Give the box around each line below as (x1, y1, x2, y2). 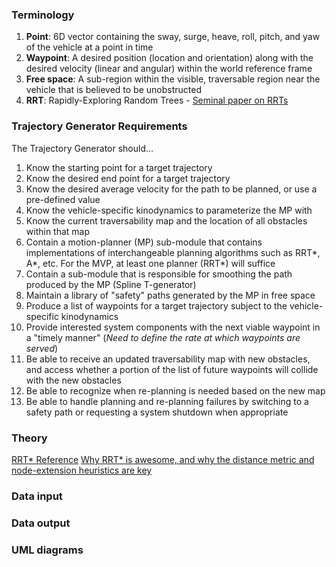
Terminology (11, 8, 75, 22)
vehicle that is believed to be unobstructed (25, 84, 202, 96)
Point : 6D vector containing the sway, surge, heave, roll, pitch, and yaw (25, 31, 321, 43)
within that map (25, 225, 91, 237)
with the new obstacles (25, 374, 122, 386)
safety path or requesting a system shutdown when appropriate (25, 406, 289, 418)
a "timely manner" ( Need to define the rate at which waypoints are (25, 331, 301, 343)
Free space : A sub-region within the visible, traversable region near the (25, 73, 321, 85)
